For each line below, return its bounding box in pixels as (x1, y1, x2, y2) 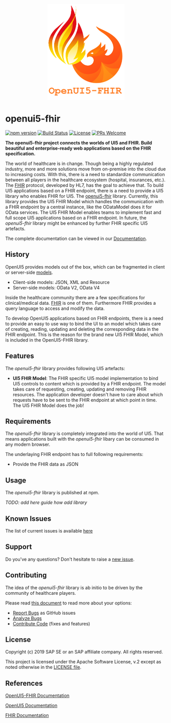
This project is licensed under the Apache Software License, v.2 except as (5, 659, 162, 665)
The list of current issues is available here (5, 528, 93, 534)
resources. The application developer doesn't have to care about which (12, 391, 163, 397)
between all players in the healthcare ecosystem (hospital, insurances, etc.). (5, 177, 166, 183)
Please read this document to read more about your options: (5, 599, 132, 606)
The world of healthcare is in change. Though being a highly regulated (5, 160, 154, 166)
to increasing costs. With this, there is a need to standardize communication (5, 171, 165, 177)
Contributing (5, 571, 47, 580)
